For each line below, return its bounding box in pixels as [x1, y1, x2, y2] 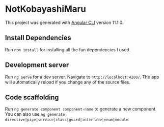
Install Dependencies [5, 34, 71, 42]
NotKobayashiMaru [5, 3, 86, 15]
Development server [5, 61, 69, 69]
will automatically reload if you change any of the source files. [5, 79, 131, 85]
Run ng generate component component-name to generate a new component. [5, 106, 157, 112]
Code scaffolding [5, 93, 59, 101]
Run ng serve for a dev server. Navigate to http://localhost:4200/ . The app [5, 74, 160, 80]
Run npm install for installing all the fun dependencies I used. [5, 46, 131, 52]
